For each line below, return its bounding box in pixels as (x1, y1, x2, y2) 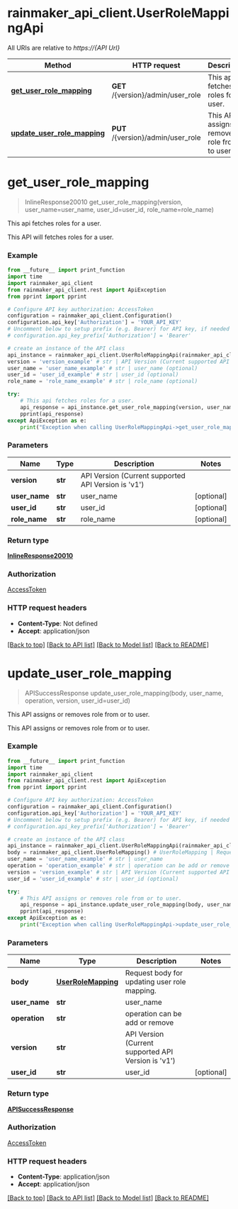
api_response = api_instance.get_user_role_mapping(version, (20, 403, 204, 411)
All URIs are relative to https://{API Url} (7, 43, 120, 52)
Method (44, 60, 72, 70)
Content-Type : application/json (17, 1172, 110, 1181)
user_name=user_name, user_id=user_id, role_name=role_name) (24, 205, 215, 213)
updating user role (125, 977, 186, 987)
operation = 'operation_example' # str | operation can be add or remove (7, 862, 230, 869)
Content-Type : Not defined (17, 619, 98, 628)
